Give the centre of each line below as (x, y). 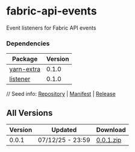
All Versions (30, 113)
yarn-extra (25, 69)
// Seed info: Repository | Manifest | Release (61, 94)
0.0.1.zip (109, 140)
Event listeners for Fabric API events (51, 28)
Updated (64, 130)
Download (111, 130)
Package (25, 59)
